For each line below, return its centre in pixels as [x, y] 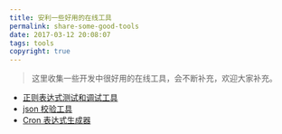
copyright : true [40, 52]
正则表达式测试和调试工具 [70, 98]
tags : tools [32, 43]
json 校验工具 [47, 109]
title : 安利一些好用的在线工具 [61, 18]
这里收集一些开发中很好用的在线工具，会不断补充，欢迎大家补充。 [154, 79]
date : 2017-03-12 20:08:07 [60, 34]
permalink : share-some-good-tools [75, 26]
